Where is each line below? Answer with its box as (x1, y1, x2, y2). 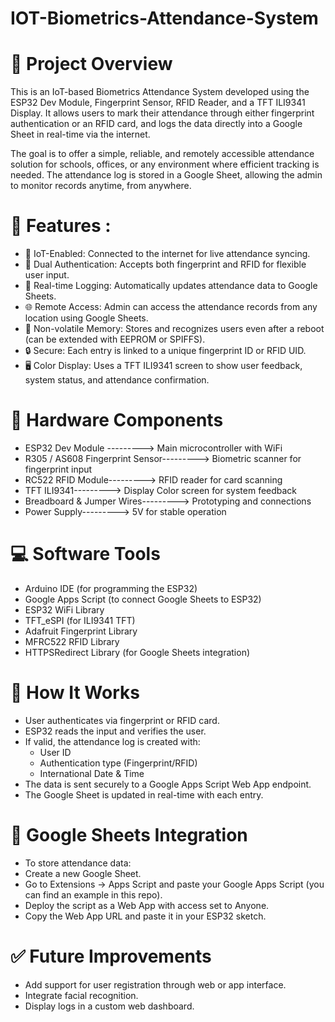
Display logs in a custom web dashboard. (24, 1000, 195, 1012)
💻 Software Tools (10, 543, 161, 566)
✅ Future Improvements (10, 945, 212, 967)
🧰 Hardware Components (10, 409, 224, 432)
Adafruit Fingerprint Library (24, 625, 138, 637)
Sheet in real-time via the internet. (10, 128, 151, 141)
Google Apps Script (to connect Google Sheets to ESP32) (24, 593, 262, 605)
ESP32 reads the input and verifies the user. (24, 725, 207, 737)
